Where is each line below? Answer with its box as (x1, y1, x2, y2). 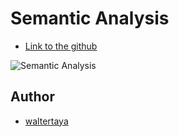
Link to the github (24, 40, 98, 52)
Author (10, 88, 55, 106)
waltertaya (24, 115, 69, 127)
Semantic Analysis (10, 7, 170, 30)
